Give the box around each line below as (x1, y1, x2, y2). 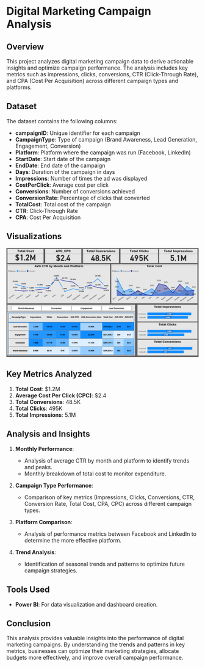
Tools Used (6, 585, 50, 595)
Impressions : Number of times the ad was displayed (15, 175, 148, 182)
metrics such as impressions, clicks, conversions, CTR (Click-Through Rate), (6, 71, 198, 78)
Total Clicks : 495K (15, 405, 63, 412)
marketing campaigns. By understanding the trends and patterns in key (6, 641, 185, 648)
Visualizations (6, 231, 62, 242)
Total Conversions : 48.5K (15, 398, 81, 405)
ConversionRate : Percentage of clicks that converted (15, 194, 151, 201)
